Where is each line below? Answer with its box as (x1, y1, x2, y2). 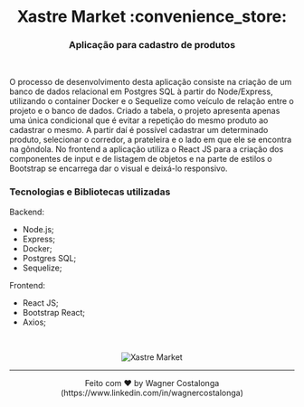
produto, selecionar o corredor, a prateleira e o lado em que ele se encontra (9, 134, 292, 146)
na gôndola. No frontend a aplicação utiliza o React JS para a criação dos (9, 144, 284, 155)
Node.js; (22, 223, 54, 234)
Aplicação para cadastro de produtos (68, 39, 236, 52)
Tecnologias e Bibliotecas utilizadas (9, 185, 171, 198)
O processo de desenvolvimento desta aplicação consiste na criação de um (9, 77, 292, 88)
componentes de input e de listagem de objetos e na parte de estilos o (9, 154, 273, 165)
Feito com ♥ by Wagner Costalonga (84, 377, 220, 388)
